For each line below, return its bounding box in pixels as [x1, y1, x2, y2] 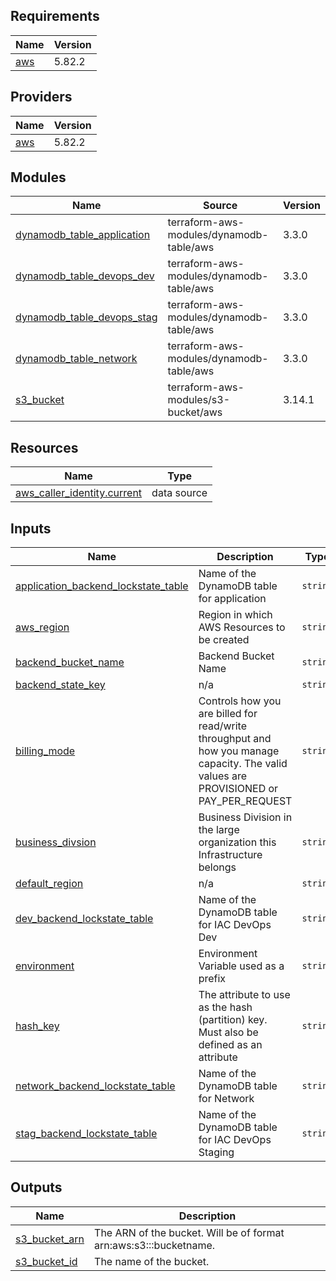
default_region [15, 877, 84, 891]
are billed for [198, 707, 258, 721]
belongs [198, 860, 237, 874]
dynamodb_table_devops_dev [15, 269, 155, 283]
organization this [198, 835, 277, 849]
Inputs [10, 520, 52, 537]
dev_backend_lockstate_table [15, 912, 154, 926]
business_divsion [15, 835, 97, 849]
